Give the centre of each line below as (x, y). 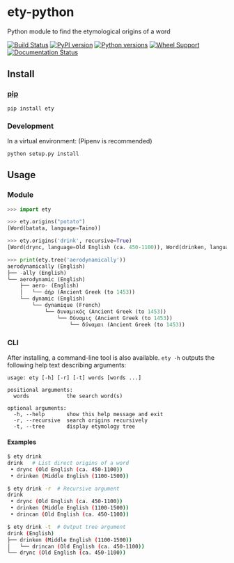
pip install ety (31, 109)
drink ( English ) (31, 533)
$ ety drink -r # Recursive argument (63, 489)
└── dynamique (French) (67, 306)
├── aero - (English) (49, 286)
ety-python (41, 12)
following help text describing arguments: (67, 365)
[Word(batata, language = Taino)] (54, 228)
